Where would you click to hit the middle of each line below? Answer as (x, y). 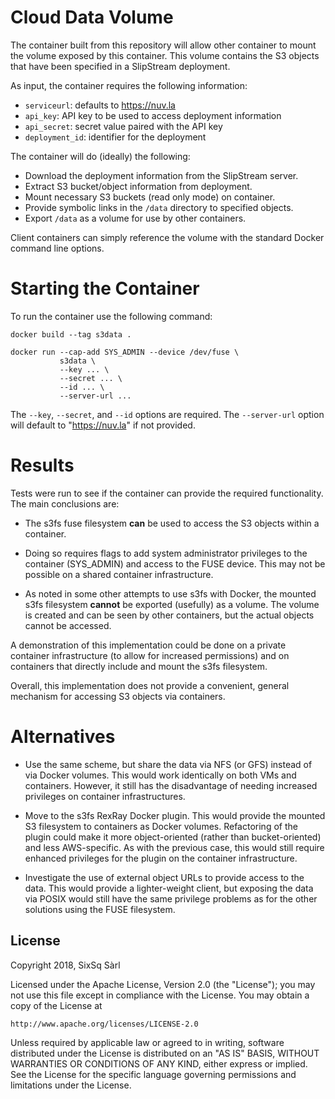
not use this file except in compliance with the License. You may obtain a (160, 995)
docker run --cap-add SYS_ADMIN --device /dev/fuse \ (125, 352)
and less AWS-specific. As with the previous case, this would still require (174, 847)
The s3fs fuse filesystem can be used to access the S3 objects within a (172, 523)
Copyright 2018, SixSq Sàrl (65, 965)
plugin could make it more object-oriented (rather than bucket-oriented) (173, 837)
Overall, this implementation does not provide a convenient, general (150, 685)
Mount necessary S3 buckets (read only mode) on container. (150, 197)
